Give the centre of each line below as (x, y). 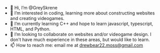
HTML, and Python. (30, 29)
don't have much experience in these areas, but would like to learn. (80, 39)
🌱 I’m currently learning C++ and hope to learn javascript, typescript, (82, 23)
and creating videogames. (37, 18)
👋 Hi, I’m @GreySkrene (34, 8)
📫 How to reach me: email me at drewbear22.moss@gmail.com (76, 45)
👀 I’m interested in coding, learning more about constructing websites (82, 13)
